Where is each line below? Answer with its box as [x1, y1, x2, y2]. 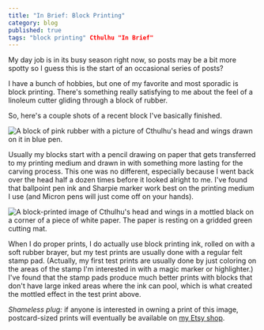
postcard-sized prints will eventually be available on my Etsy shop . [8, 313, 225, 323]
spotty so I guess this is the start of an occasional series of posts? [8, 64, 224, 73]
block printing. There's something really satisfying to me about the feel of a [8, 88, 253, 97]
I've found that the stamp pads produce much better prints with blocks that [8, 273, 253, 283]
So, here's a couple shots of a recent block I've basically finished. [8, 111, 223, 121]
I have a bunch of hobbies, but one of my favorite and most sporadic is [8, 79, 239, 88]
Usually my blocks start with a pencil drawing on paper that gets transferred [8, 150, 256, 159]
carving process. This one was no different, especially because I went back [8, 167, 255, 176]
